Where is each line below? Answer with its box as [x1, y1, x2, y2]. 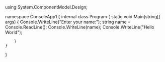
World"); [5, 30, 22, 35]
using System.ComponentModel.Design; [5, 4, 88, 10]
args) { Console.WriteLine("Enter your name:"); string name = [5, 19, 131, 25]
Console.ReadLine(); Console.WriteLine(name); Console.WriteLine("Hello [5, 24, 155, 30]
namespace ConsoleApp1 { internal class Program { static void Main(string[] [5, 14, 161, 19]
